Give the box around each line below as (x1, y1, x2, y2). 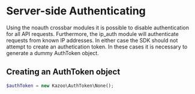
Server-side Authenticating (6, 4, 146, 18)
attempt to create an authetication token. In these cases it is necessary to (6, 43, 188, 50)
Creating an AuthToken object (6, 67, 121, 77)
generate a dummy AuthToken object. (6, 49, 99, 56)
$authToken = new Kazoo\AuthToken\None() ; (6, 83, 114, 89)
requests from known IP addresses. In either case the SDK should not (6, 37, 178, 44)
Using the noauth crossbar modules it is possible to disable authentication (6, 24, 189, 31)
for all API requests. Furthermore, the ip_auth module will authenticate (6, 30, 179, 37)
